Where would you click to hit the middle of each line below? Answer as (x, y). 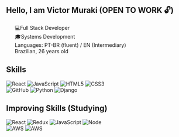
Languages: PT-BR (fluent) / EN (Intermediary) (70, 45)
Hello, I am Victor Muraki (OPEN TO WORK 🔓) (90, 10)
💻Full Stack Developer (42, 28)
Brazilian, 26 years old (41, 51)
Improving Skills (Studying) (57, 109)
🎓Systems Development (45, 36)
